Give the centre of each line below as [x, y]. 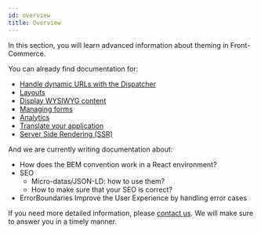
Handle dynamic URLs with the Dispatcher [88, 84]
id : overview [29, 15]
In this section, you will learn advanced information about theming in [118, 45]
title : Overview [34, 23]
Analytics [34, 117]
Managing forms [46, 109]
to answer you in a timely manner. [63, 221]
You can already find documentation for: [73, 68]
